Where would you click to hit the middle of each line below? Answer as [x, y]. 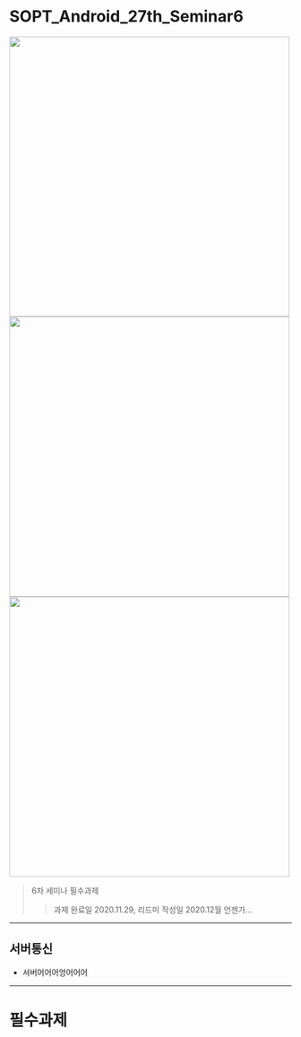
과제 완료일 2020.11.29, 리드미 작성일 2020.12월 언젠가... [153, 909]
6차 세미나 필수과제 [65, 890]
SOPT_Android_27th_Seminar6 [126, 17]
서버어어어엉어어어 [55, 972]
